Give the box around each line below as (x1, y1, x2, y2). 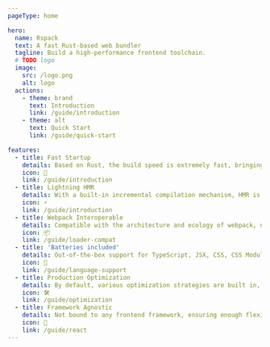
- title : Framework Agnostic (15, 303, 113, 311)
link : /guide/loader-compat (22, 236, 116, 245)
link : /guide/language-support (22, 265, 127, 274)
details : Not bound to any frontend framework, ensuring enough (22, 311, 243, 320)
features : (7, 146, 41, 154)
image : (15, 64, 37, 73)
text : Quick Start (28, 124, 91, 132)
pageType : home (7, 11, 59, 20)
